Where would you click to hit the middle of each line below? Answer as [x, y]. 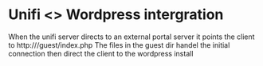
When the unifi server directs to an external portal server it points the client [131, 37]
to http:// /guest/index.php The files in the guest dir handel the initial [119, 45]
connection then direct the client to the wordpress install [101, 53]
